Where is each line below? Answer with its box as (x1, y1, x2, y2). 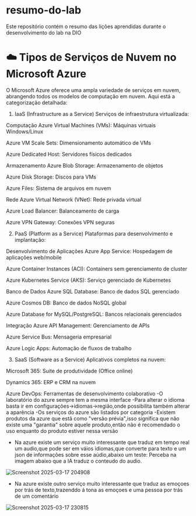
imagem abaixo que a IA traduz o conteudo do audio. (14, 457, 142, 464)
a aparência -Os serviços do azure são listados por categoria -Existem (6, 408, 176, 416)
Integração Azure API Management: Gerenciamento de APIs (6, 322, 150, 329)
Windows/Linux (6, 128, 44, 135)
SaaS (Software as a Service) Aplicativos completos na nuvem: (14, 356, 166, 363)
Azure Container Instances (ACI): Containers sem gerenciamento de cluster (6, 265, 188, 272)
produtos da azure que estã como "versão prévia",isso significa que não (6, 415, 180, 422)
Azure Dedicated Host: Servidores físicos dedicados (6, 151, 132, 158)
